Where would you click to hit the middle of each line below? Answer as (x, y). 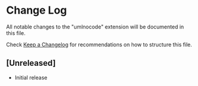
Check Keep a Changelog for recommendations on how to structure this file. (99, 44)
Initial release (31, 77)
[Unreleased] (31, 63)
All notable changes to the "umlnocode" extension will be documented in (95, 27)
